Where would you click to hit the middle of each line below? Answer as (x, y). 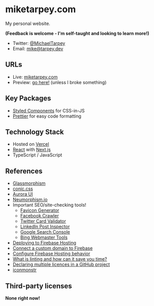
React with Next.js (32, 150)
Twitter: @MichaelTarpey (39, 43)
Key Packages (28, 99)
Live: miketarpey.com (35, 77)
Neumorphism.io (30, 200)
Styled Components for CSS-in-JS (49, 110)
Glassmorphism (29, 183)
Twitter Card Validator (43, 221)
